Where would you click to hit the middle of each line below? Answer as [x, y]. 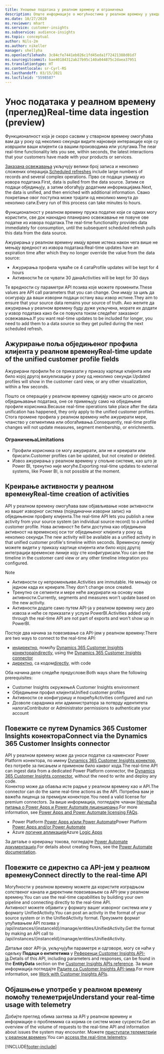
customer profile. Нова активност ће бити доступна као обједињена [76, 527]
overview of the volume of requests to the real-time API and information [77, 1027]
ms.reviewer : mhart [25, 23]
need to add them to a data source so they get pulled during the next [74, 323]
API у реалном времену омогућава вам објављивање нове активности [79, 506]
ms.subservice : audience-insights [40, 32]
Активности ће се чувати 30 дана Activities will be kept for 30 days [80, 278]
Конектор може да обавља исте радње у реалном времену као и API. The [82, 786]
